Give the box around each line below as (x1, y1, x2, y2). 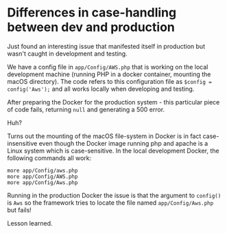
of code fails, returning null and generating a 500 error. (7, 105, 165, 113)
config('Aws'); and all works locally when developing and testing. (7, 85, 195, 93)
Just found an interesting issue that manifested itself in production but (7, 42, 206, 50)
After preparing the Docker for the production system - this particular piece (7, 98, 220, 106)
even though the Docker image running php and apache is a (38, 139, 208, 147)
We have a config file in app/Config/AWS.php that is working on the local (7, 63, 208, 71)
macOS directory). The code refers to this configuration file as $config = (7, 77, 213, 85)
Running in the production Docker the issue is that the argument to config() (7, 191, 222, 199)
